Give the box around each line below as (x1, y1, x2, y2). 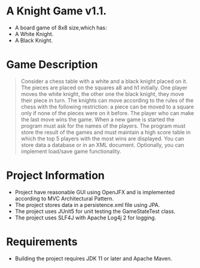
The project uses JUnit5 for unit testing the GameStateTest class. (14, 207, 175, 215)
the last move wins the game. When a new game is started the (20, 116, 175, 123)
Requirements (6, 235, 78, 248)
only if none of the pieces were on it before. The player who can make (20, 109, 195, 116)
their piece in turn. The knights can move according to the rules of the (20, 97, 194, 104)
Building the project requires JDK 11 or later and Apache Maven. (14, 255, 172, 262)
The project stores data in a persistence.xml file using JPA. (14, 201, 160, 208)
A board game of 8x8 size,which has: (14, 24, 107, 31)
